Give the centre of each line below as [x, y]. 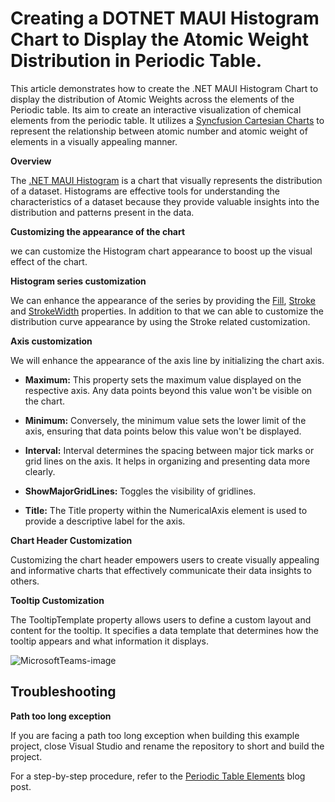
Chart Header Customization [71, 540]
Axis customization [51, 341]
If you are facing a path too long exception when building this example [155, 735]
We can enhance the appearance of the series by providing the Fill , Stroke [163, 300]
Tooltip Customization [57, 600]
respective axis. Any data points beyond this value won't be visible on [168, 390]
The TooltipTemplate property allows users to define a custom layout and [161, 619]
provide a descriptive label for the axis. [105, 521]
